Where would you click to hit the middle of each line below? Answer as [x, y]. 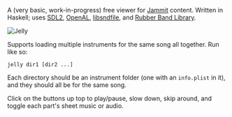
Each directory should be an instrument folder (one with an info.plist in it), [116, 77]
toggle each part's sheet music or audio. [65, 106]
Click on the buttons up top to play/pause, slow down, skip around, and [109, 98]
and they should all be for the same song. [67, 85]
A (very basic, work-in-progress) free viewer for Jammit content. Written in [115, 10]
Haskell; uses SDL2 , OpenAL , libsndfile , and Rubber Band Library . [102, 17]
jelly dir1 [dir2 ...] [40, 65]
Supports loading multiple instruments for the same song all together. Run [114, 44]
